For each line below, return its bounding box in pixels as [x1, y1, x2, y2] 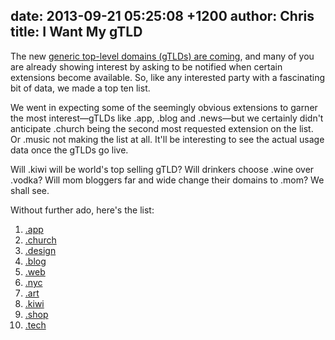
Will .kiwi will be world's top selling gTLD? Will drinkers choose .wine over [10, 163, 315, 175]
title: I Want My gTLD [10, 24, 143, 41]
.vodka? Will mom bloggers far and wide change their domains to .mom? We [10, 174, 325, 186]
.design [24, 244, 57, 256]
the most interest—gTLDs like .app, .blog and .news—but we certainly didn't [10, 112, 324, 124]
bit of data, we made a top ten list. [10, 82, 151, 94]
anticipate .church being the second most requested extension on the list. [10, 122, 314, 134]
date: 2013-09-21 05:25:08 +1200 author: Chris [10, 8, 315, 25]
